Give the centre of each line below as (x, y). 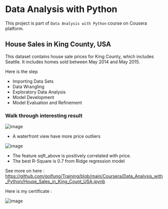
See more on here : (25, 171)
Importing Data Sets (33, 81)
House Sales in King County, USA (58, 44)
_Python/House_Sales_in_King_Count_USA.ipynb (55, 181)
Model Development (33, 97)
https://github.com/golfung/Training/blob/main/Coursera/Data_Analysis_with (84, 176)
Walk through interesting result (44, 116)
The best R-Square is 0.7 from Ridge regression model (68, 161)
